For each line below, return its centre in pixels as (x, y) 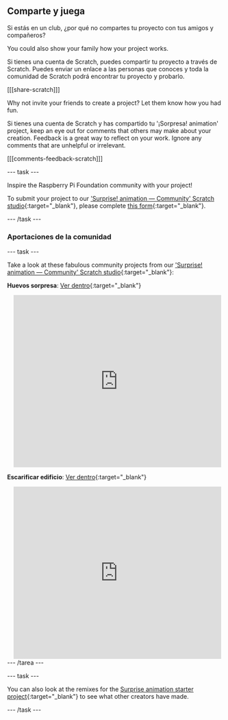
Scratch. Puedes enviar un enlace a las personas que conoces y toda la (108, 69)
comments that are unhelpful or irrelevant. (66, 145)
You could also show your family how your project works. (88, 48)
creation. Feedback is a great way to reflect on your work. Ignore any (104, 138)
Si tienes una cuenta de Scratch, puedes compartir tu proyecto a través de (112, 62)
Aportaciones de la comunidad (59, 237)
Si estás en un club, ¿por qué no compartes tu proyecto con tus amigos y (110, 27)
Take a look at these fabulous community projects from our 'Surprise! (105, 265)
